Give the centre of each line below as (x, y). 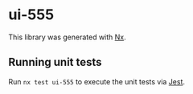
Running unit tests (55, 62)
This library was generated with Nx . (67, 37)
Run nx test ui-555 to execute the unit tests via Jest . (97, 81)
